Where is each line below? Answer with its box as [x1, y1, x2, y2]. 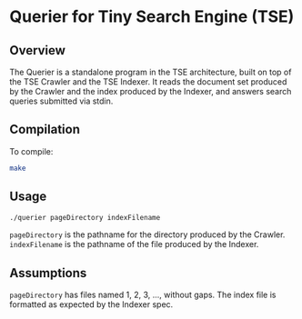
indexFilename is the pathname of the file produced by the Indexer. [9, 239, 259, 250]
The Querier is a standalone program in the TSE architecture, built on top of [9, 66, 292, 77]
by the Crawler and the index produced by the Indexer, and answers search [9, 86, 292, 96]
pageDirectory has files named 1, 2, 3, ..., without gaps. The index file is [9, 289, 277, 301]
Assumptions [9, 265, 87, 281]
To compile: [9, 145, 54, 156]
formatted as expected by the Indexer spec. [9, 299, 174, 310]
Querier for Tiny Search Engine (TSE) [9, 6, 295, 27]
